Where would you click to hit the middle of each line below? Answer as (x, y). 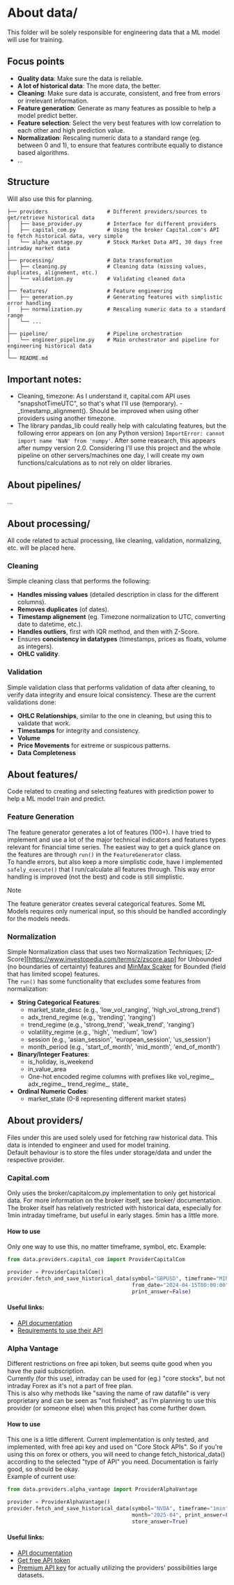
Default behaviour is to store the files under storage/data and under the (110, 1152)
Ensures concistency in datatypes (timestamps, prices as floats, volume (122, 639)
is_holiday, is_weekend (61, 1062)
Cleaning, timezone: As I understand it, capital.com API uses (104, 396)
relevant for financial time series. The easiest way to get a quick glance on (114, 847)
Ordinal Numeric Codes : (53, 1091)
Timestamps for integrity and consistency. (79, 730)
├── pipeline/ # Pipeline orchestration (95, 334)
